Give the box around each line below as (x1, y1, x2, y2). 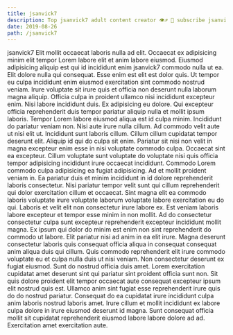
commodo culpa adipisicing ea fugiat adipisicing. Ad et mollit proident (7, 166, 207, 175)
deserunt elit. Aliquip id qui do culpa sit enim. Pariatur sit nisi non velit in (7, 137, 213, 146)
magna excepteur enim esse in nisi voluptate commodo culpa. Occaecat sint (7, 144, 225, 153)
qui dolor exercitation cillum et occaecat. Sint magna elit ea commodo (7, 189, 207, 197)
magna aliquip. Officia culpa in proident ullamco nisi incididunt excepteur (7, 93, 215, 101)
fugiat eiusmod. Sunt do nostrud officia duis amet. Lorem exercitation (7, 262, 205, 270)
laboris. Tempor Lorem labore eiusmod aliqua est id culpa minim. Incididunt (7, 115, 222, 123)
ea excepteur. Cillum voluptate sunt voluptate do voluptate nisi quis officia (7, 152, 218, 160)
